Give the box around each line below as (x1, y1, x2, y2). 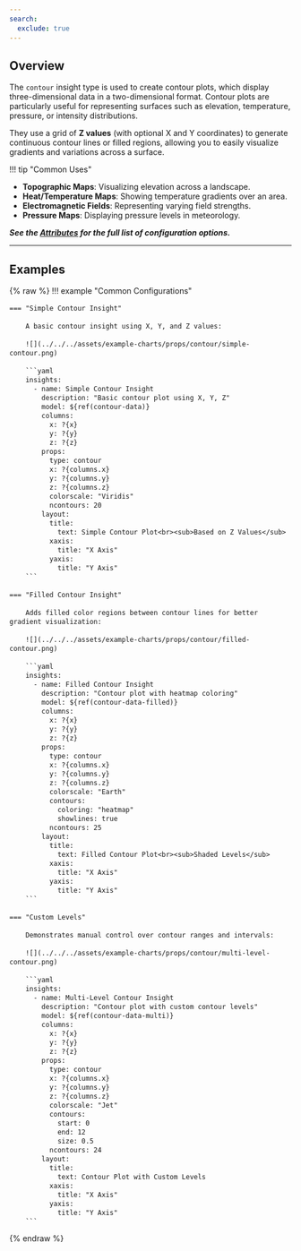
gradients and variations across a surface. (9, 147, 165, 158)
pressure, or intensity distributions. (9, 110, 139, 121)
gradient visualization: (9, 618, 102, 627)
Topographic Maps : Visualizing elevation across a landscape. (21, 182, 251, 193)
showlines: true (56, 815, 118, 824)
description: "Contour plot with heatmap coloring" (41, 690, 239, 698)
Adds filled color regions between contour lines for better (25, 609, 258, 618)
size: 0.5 (56, 1137, 94, 1146)
